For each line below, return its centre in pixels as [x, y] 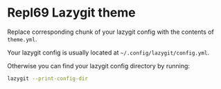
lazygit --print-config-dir [48, 78]
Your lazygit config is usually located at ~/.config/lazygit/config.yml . [108, 52]
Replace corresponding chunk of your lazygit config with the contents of [111, 32]
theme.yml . [22, 39]
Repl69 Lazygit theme [72, 13]
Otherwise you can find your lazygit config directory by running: [99, 66]
